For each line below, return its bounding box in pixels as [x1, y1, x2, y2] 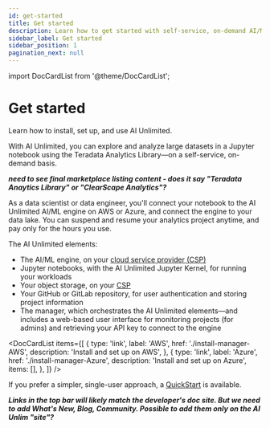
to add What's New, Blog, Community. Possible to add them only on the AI [8, 403, 261, 414]
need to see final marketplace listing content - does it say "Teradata [8, 173, 243, 183]
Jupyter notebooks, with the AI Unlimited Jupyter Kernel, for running [19, 263, 247, 273]
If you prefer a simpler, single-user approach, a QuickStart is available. [8, 379, 242, 389]
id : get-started [8, 11, 63, 20]
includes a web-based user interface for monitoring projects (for [19, 314, 234, 324]
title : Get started [8, 19, 74, 27]
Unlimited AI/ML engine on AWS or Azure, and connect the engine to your [8, 206, 252, 216]
